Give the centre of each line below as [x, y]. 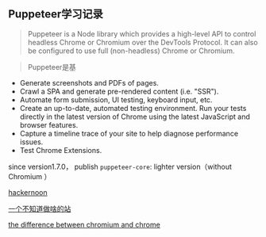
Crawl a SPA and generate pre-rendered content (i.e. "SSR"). [119, 91]
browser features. [49, 124]
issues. [31, 142]
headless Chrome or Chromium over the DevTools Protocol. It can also [143, 42]
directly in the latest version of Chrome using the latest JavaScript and [135, 117]
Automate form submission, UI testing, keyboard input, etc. [116, 99]
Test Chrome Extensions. [61, 150]
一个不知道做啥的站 [40, 208]
